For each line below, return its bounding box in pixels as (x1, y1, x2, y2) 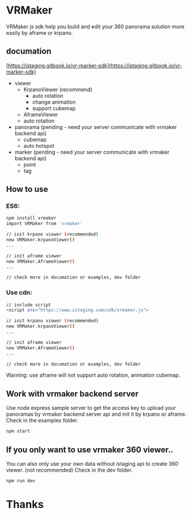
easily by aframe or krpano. (6, 29, 73, 36)
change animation (32, 98, 76, 105)
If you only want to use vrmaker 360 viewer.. (6, 445, 174, 455)
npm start (6, 428, 31, 435)
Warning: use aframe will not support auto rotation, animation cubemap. (6, 372, 181, 379)
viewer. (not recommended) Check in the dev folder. (6, 466, 133, 473)
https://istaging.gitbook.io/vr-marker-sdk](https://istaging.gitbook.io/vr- (8, 62, 183, 69)
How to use (6, 184, 48, 194)
